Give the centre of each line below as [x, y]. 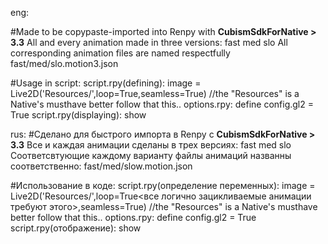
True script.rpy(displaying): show [78, 115]
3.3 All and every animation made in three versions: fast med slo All [149, 42]
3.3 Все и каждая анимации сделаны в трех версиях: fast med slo [151, 145]
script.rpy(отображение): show [76, 228]
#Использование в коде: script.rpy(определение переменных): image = [163, 185]
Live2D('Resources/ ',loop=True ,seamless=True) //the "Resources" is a [155, 93]
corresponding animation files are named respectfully [120, 53]
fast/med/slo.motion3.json [64, 63]
